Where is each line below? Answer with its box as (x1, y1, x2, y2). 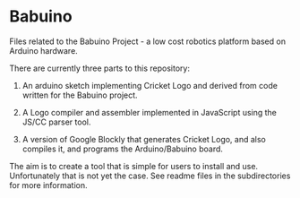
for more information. (9, 179, 88, 190)
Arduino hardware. (9, 45, 78, 56)
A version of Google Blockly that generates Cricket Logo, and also (21, 133, 267, 144)
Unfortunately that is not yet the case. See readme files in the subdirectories (9, 170, 291, 181)
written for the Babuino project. (21, 90, 138, 100)
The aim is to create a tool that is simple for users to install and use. (9, 160, 258, 171)
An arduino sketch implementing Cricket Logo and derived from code (21, 80, 278, 90)
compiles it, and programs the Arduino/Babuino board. (21, 143, 224, 154)
